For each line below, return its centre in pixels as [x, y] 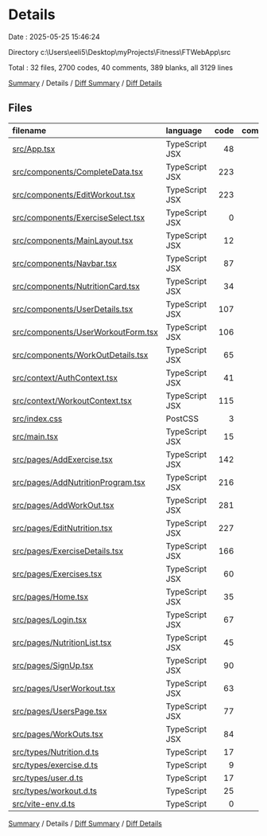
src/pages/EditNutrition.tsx [62, 528]
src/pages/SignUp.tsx [53, 665]
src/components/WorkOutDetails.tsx [80, 354]
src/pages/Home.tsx [50, 596]
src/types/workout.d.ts [55, 791]
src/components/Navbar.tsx [65, 263]
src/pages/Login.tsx [50, 619]
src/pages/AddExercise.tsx [63, 459]
